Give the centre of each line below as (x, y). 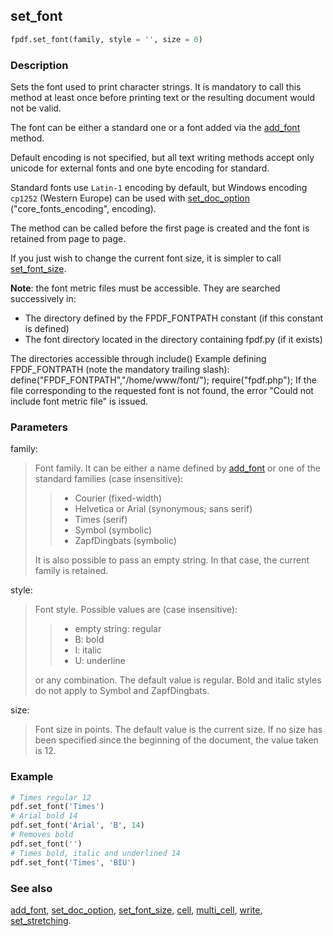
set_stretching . (41, 920)
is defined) (47, 328)
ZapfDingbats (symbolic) (125, 541)
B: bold (89, 640)
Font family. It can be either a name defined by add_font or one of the (177, 468)
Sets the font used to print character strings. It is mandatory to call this (156, 86)
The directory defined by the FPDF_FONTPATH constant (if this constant (174, 318)
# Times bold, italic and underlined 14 (96, 853)
